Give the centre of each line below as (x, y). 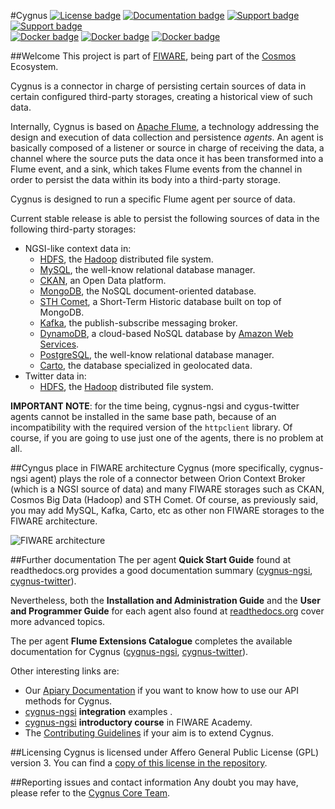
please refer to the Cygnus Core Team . (90, 793)
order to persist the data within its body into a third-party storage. (145, 179)
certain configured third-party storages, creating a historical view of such (161, 96)
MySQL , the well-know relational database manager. (147, 269)
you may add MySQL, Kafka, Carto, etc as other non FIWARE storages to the (167, 510)
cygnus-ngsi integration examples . (98, 711)
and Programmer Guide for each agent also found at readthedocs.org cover (167, 611)
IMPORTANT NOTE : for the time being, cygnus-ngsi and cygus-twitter (155, 406)
